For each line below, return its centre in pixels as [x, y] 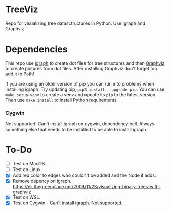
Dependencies [36, 49]
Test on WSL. [27, 197]
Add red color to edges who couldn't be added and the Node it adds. [84, 175]
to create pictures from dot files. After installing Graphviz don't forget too [81, 68]
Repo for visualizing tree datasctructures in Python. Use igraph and [75, 23]
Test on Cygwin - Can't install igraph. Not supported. [68, 203]
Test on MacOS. [29, 164]
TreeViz [22, 9]
